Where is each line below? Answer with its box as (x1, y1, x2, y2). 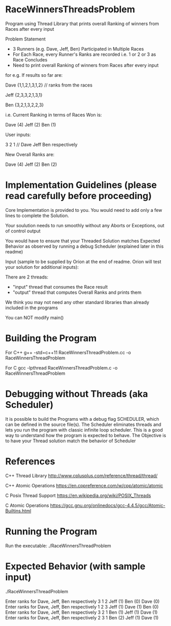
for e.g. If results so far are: (5, 72, 63, 78)
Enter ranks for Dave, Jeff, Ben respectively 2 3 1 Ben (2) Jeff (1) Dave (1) (5, 614, 159, 620)
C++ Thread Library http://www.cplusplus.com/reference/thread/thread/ (5, 472, 158, 479)
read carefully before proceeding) (5, 190, 152, 202)
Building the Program (5, 333, 97, 344)
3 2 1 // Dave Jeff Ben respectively (5, 141, 78, 147)
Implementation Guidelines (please (5, 179, 157, 191)
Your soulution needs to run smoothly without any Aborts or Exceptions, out (5, 222, 165, 228)
